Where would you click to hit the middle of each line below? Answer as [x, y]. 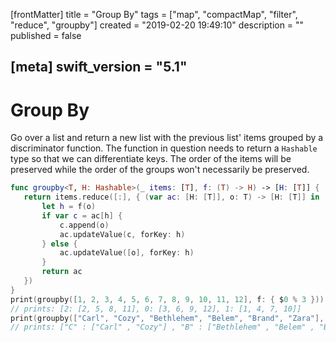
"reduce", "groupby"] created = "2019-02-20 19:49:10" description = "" [157, 25]
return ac [62, 272]
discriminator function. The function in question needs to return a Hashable [164, 148]
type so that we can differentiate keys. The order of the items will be [151, 159]
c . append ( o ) [84, 225]
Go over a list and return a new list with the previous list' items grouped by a [167, 138]
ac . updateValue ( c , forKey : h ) [122, 234]
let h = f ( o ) [69, 207]
